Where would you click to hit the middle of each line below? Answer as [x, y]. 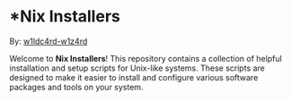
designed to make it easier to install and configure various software [134, 77]
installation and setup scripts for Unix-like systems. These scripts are [137, 68]
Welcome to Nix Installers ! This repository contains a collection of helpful [146, 58]
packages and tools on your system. [76, 87]
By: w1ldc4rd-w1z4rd [48, 41]
